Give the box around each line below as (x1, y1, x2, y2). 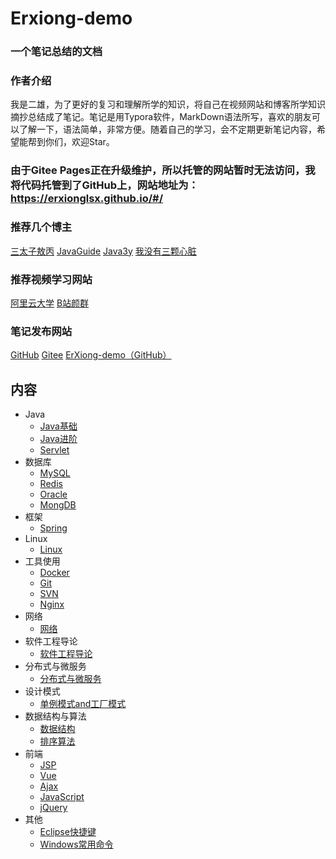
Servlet (39, 444, 70, 456)
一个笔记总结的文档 (10, 45, 103, 59)
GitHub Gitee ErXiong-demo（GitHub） (10, 349, 172, 361)
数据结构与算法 (24, 710, 87, 722)
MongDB (39, 499, 77, 511)
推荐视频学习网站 (10, 272, 93, 286)
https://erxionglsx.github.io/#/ (10, 192, 164, 206)
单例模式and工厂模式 (39, 698, 127, 710)
